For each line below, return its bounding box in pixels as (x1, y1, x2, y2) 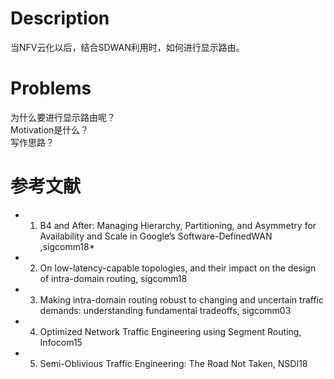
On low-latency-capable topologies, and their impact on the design (39, 262, 317, 274)
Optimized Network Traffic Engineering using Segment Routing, (39, 325, 302, 337)
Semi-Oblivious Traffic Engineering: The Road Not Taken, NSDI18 (39, 357, 308, 369)
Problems (10, 77, 92, 100)
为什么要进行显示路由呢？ (10, 111, 116, 123)
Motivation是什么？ (10, 123, 90, 136)
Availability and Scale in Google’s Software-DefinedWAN (39, 230, 273, 242)
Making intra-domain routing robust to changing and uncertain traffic (39, 293, 324, 306)
